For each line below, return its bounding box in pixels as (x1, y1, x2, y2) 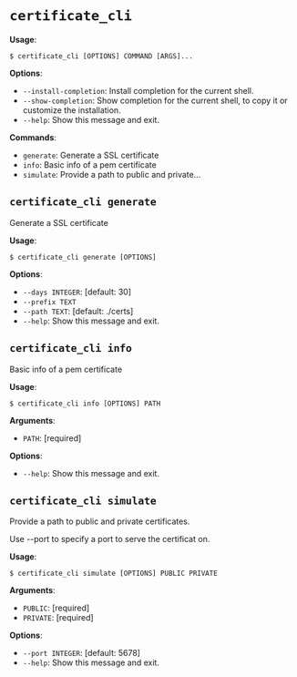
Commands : (9, 131, 57, 143)
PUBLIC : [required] (22, 602, 90, 613)
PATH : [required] (22, 432, 82, 444)
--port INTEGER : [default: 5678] (22, 648, 141, 659)
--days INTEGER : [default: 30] (22, 286, 132, 297)
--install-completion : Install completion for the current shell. (22, 85, 254, 96)
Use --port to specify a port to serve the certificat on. (9, 534, 210, 545)
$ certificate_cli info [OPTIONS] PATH (9, 399, 161, 408)
